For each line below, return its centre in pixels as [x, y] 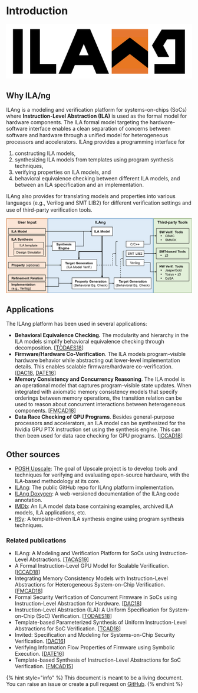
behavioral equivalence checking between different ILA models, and [97, 179]
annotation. [28, 500]
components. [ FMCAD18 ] [45, 411]
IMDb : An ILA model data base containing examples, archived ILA [94, 506]
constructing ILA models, [45, 153]
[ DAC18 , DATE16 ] [35, 373]
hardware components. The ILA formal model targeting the [77, 122]
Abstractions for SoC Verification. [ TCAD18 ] [68, 629]
